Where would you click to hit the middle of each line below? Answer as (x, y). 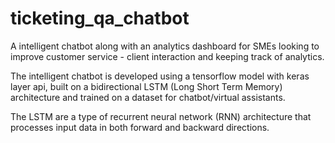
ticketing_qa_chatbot (100, 18)
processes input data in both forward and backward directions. (140, 127)
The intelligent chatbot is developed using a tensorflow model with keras (160, 76)
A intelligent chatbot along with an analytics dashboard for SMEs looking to (165, 46)
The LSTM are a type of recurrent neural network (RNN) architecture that (161, 116)
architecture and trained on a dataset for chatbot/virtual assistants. (148, 97)
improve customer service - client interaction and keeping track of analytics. (167, 56)
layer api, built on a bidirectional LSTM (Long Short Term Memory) (146, 86)
